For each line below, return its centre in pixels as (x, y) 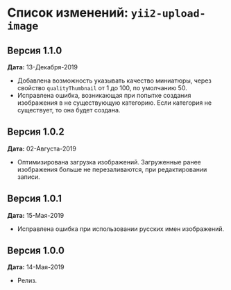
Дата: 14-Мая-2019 (36, 267)
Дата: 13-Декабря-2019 (43, 67)
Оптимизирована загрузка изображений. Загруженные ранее (109, 162)
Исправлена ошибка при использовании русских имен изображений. (121, 229)
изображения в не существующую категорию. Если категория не (114, 103)
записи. (28, 177)
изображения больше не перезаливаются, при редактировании (112, 169)
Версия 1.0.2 (36, 132)
